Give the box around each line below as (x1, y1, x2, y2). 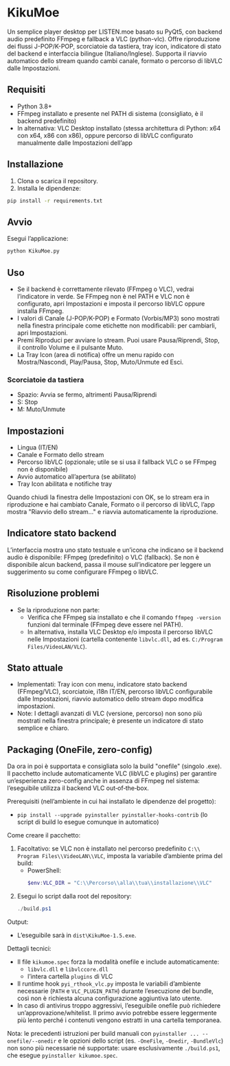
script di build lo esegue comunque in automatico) (16, 818, 159, 826)
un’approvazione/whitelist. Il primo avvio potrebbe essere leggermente (16, 1009, 218, 1017)
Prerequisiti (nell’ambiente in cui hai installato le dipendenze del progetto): (7, 798, 216, 806)
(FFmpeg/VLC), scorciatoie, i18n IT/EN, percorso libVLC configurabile (16, 688, 213, 696)
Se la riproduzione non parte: (16, 605, 100, 614)
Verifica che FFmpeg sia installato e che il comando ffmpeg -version (27, 613, 221, 621)
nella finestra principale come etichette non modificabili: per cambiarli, (16, 321, 217, 329)
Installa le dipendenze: (16, 184, 81, 192)
